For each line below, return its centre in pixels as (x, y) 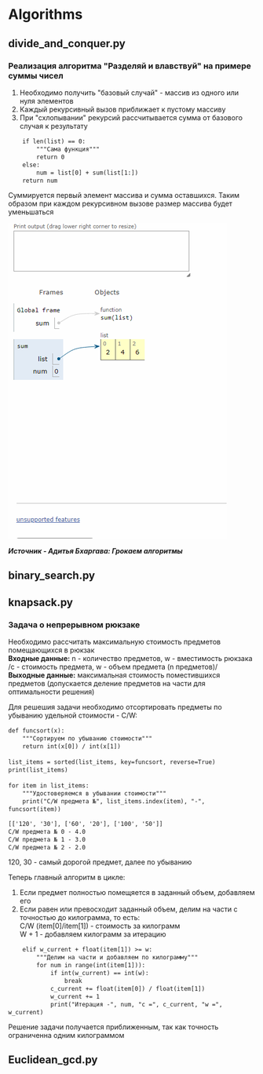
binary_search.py (52, 576)
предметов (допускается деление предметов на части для (107, 683)
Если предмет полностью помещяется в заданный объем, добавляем (137, 892)
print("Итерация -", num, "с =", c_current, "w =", (136, 1004)
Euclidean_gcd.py (53, 1060)
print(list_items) (38, 770)
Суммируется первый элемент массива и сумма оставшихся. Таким (124, 195)
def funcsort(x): (37, 731)
